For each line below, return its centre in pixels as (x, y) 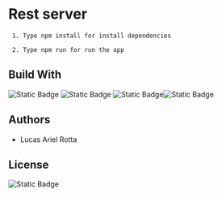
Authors (29, 120)
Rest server (48, 14)
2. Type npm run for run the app (68, 49)
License (29, 164)
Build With (35, 75)
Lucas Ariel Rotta (48, 139)
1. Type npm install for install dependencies (92, 36)
